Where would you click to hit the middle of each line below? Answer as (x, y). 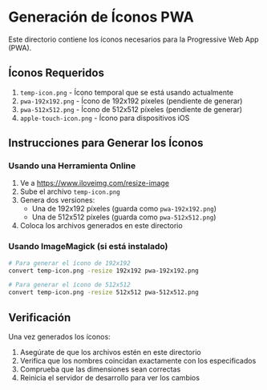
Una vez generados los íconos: (59, 337)
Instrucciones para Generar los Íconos (106, 143)
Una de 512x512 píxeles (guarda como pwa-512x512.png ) (124, 217)
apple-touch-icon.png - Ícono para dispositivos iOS (105, 118)
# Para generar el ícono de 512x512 (69, 285)
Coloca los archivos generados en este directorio (101, 226)
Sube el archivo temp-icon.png (70, 191)
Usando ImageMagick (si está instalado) (88, 247)
